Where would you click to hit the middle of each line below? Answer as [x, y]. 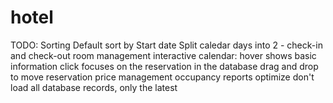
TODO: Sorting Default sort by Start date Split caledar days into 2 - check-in [166, 45]
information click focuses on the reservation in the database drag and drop [164, 66]
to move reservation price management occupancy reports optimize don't [162, 77]
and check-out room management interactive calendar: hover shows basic [163, 55]
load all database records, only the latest [94, 87]
